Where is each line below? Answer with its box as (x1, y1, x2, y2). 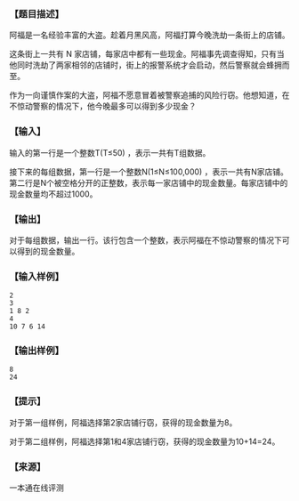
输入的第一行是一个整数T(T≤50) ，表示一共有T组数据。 (9, 147, 211, 158)
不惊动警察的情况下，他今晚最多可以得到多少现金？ (9, 101, 197, 112)
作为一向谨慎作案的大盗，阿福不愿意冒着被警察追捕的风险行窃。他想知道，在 (9, 90, 290, 101)
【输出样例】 (9, 344, 65, 357)
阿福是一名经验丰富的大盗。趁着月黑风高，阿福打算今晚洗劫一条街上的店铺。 (9, 29, 290, 41)
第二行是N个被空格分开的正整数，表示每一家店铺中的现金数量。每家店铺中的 (9, 177, 288, 188)
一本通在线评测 (9, 482, 64, 493)
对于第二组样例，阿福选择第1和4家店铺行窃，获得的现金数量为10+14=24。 (9, 436, 280, 447)
